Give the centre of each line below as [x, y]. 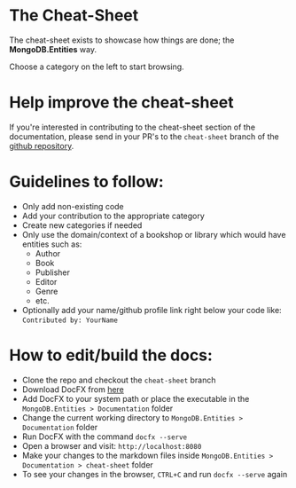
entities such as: [52, 244]
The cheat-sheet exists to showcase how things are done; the [122, 40]
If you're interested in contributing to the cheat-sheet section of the [132, 127]
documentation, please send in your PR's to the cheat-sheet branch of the [144, 136]
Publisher [53, 272]
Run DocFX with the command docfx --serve [105, 437]
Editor [46, 281]
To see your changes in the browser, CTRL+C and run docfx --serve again [155, 474]
